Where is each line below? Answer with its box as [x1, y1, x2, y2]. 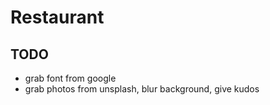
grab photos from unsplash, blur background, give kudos [24, 83, 260, 95]
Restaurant [10, 6, 105, 29]
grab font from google [24, 72, 117, 84]
